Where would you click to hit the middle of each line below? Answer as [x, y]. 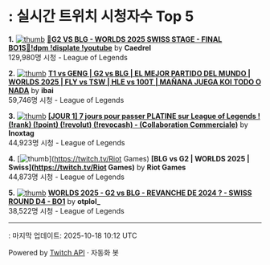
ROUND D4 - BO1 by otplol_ [54, 201]
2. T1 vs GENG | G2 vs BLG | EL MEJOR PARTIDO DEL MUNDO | [129, 73]
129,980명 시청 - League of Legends [68, 57]
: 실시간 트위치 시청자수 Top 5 [101, 16]
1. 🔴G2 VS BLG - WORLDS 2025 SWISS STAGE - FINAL [115, 39]
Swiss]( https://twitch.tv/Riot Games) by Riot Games [97, 167]
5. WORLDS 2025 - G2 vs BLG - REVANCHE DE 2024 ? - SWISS [130, 193]
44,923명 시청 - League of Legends [67, 142]
